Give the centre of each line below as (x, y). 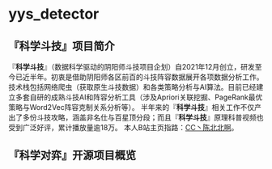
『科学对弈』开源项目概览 (72, 156)
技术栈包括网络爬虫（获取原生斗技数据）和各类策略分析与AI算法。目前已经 (132, 87)
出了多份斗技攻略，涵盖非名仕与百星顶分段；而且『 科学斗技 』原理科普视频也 (136, 117)
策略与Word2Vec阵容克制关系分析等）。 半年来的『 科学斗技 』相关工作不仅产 (135, 107)
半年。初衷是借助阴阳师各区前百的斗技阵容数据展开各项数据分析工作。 (147, 77)
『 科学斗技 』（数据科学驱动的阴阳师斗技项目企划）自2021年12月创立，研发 (132, 67)
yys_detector (54, 14)
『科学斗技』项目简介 (62, 46)
